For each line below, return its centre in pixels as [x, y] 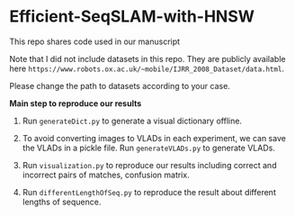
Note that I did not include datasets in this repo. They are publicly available [147, 58]
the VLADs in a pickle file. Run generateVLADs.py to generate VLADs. [149, 148]
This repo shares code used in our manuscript [95, 41]
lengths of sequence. [62, 202]
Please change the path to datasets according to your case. [120, 85]
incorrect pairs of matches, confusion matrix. [106, 175]
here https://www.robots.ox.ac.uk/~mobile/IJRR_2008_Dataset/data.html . [147, 68]
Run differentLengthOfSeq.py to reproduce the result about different [149, 192]
